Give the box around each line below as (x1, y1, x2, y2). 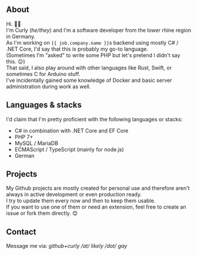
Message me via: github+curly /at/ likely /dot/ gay (6, 243, 128, 250)
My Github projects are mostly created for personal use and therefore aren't (6, 185, 190, 192)
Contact (6, 227, 36, 237)
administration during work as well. (6, 82, 91, 90)
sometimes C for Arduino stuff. (6, 70, 81, 77)
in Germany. (6, 32, 36, 40)
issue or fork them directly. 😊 (6, 210, 78, 217)
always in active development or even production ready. (6, 191, 142, 198)
